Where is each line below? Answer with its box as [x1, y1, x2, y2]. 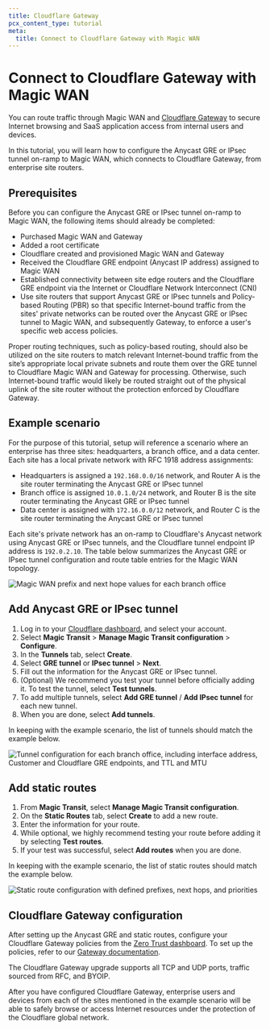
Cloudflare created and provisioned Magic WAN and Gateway [19, 249, 225, 258]
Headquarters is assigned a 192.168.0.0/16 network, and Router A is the [19, 470, 260, 480]
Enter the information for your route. [19, 819, 140, 829]
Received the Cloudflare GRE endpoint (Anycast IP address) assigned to [19, 257, 260, 267]
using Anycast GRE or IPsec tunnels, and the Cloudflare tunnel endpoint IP [8, 537, 255, 547]
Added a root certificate [19, 240, 100, 250]
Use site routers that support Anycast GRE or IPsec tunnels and [19, 292, 231, 301]
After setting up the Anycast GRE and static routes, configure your [8, 930, 228, 940]
